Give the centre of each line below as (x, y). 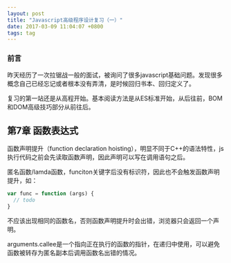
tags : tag (21, 33)
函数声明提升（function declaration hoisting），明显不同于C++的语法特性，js (115, 149)
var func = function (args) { (51, 194)
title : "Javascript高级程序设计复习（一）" (65, 20)
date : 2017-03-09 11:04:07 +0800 (55, 26)
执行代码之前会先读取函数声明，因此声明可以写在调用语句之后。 (98, 157)
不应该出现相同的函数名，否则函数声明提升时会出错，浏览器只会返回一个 (110, 220)
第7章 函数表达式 (43, 130)
